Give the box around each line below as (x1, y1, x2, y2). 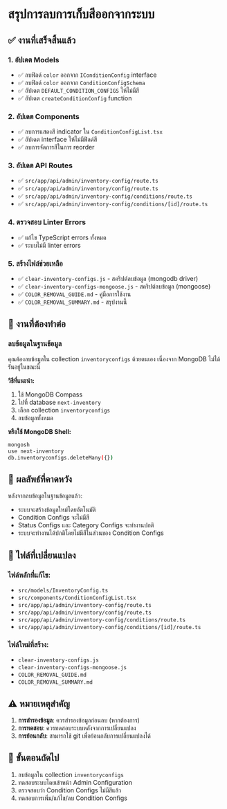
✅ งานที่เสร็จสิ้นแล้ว (8, 34, 76, 46)
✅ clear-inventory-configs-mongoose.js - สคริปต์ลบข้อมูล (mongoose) (17, 282, 211, 291)
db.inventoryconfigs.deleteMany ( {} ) (8, 454, 113, 461)
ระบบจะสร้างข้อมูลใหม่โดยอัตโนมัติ (17, 505, 96, 514)
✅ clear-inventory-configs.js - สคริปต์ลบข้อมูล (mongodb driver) (17, 275, 199, 283)
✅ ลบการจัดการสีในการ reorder (17, 143, 95, 152)
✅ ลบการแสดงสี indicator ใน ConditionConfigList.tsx (17, 127, 163, 136)
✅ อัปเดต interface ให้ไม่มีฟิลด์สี (17, 135, 98, 144)
